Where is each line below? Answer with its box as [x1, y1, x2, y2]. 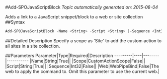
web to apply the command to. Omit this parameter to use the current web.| [5, 68, 160, 74]
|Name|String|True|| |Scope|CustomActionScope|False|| [29, 58, 146, 64]
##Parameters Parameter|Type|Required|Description [5, 52, 113, 59]
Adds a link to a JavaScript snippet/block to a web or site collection [5, 14, 143, 19]
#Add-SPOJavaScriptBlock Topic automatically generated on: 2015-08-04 [5, 4, 158, 10]
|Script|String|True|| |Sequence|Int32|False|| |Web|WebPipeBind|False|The [5, 63, 159, 69]
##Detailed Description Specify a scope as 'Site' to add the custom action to [5, 37, 162, 44]
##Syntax [5, 19, 25, 25]
